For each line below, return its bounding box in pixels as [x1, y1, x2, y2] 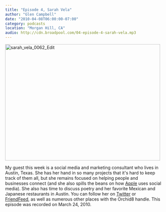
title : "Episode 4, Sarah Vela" [5, 7, 72, 12]
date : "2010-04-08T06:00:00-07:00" [5, 16, 79, 21]
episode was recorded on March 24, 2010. [5, 202, 92, 207]
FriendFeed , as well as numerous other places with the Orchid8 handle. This [5, 196, 161, 202]
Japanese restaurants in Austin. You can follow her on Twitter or [5, 191, 136, 197]
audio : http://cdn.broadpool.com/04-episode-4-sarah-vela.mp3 [5, 30, 136, 35]
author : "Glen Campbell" [5, 12, 56, 17]
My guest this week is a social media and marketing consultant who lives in [5, 164, 159, 170]
